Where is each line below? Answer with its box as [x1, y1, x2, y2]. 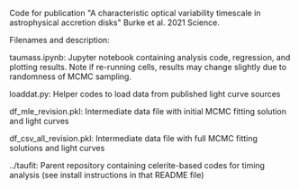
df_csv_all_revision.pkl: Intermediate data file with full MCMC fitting [9, 133, 258, 143]
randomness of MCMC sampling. [9, 71, 132, 82]
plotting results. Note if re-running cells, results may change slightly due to [9, 62, 286, 72]
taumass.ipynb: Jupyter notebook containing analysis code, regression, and [9, 52, 291, 62]
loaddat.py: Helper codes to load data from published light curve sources [9, 89, 281, 99]
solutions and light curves [9, 143, 105, 153]
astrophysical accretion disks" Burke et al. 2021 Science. [9, 17, 221, 28]
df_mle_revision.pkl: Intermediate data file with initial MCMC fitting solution [9, 106, 286, 116]
